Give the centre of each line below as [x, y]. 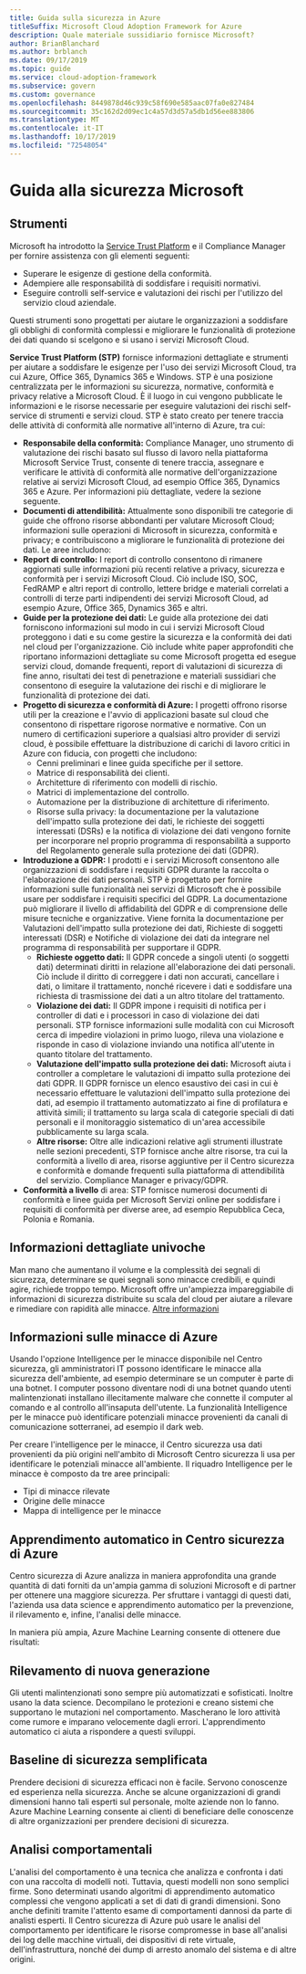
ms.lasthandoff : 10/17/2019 [63, 137]
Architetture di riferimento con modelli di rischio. [127, 782]
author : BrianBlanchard [55, 43]
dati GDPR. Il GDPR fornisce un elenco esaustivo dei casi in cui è [157, 1083]
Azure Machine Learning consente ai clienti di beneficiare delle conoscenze [152, 1811]
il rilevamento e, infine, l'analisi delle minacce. [96, 1615]
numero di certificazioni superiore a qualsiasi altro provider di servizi [151, 734]
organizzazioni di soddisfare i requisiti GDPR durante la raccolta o [146, 869]
